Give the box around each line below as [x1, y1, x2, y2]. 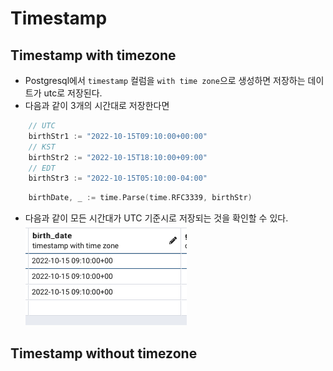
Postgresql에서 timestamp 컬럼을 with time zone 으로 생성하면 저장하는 [24, 75, 306, 86]
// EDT [28, 163, 56, 173]
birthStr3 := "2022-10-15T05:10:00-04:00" [28, 173, 208, 184]
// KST [28, 142, 56, 152]
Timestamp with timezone [10, 47, 177, 64]
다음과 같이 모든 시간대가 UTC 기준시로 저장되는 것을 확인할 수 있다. [24, 212, 289, 224]
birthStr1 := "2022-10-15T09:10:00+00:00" [28, 131, 208, 141]
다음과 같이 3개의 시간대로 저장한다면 [24, 100, 170, 111]
